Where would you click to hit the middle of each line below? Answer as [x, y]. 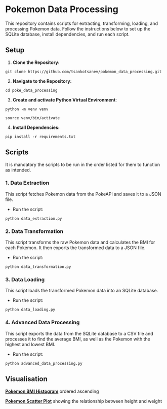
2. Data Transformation [34, 231]
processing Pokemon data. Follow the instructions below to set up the [78, 28]
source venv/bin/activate [32, 118]
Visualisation [27, 379]
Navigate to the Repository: [42, 81]
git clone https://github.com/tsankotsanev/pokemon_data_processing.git [83, 72]
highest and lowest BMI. [30, 344]
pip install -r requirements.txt [40, 137]
